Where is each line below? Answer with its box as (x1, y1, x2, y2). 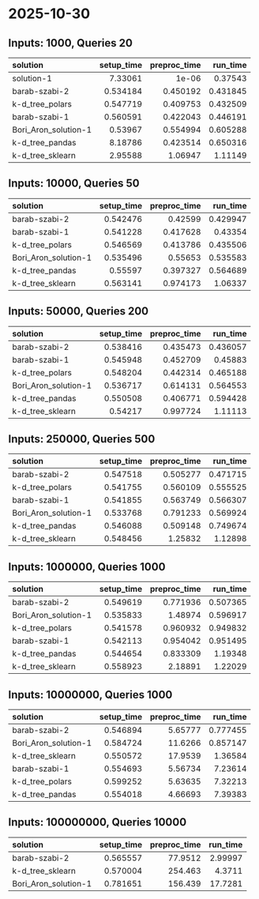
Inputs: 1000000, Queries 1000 (8, 560, 166, 574)
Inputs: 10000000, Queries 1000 (8, 688, 173, 702)
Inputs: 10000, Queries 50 (8, 177, 140, 190)
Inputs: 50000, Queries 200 (8, 305, 149, 318)
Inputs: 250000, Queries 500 (8, 432, 156, 446)
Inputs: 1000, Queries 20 (8, 36, 133, 50)
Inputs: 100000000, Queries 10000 (8, 815, 187, 829)
